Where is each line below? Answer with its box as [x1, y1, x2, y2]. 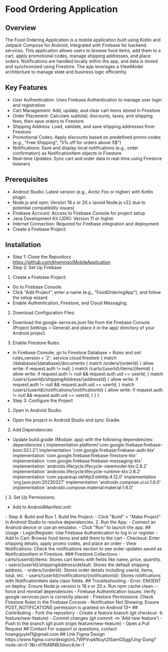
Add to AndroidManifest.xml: [12, 504, 72, 510]
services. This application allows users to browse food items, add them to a [5, 48, 161, 53]
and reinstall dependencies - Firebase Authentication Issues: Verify [17, 589, 156, 595]
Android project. [12, 330, 46, 336]
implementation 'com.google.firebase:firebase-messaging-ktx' [12, 458, 142, 464]
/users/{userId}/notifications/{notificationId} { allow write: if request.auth [12, 387, 163, 393]
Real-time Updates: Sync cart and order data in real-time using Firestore [12, 155, 162, 161]
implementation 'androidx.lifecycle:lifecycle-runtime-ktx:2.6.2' [12, 469, 141, 475]
